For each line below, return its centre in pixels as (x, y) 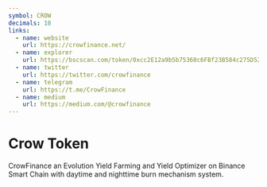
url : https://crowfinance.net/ (74, 45)
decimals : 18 (30, 23)
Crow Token (49, 144)
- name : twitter (42, 68)
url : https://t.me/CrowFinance (74, 90)
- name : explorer (44, 53)
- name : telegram (44, 82)
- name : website (42, 38)
